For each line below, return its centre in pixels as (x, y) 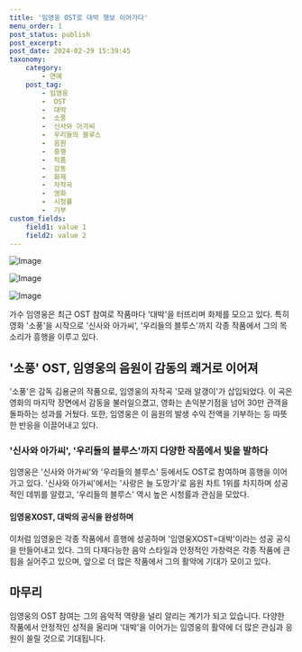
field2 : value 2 (56, 235)
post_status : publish (50, 34)
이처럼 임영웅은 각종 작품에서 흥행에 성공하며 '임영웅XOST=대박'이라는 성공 (142, 539)
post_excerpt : (36, 43)
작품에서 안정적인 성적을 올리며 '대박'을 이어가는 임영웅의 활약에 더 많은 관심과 (146, 627)
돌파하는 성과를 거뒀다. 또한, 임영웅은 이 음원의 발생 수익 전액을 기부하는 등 (140, 414)
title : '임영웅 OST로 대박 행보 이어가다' (79, 18)
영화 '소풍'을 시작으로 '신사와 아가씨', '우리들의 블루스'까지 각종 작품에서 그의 (143, 326)
